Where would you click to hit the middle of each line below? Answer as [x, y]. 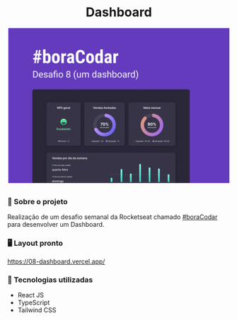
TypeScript [34, 302]
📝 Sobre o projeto [38, 201]
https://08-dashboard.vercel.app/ [56, 261]
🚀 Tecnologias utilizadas [50, 280]
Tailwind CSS [37, 310]
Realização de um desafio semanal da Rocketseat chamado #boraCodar [112, 217]
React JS [31, 295]
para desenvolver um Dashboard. [56, 225]
